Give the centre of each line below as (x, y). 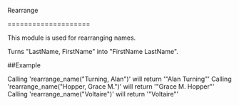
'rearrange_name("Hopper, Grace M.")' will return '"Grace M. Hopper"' (111, 87)
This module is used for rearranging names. (72, 38)
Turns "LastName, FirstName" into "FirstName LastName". (93, 51)
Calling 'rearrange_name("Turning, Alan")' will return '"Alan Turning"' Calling (119, 79)
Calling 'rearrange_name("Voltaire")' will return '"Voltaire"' (93, 94)
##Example (24, 65)
